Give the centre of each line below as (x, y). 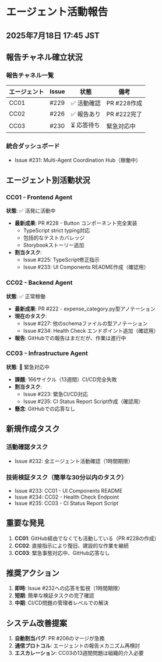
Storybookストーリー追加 (54, 245)
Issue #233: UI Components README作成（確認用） (86, 267)
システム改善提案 (37, 623)
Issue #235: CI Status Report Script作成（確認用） (83, 401)
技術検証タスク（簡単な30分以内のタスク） (67, 477)
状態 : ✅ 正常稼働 (26, 296)
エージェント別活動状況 (48, 180)
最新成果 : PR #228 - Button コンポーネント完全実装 (76, 223)
